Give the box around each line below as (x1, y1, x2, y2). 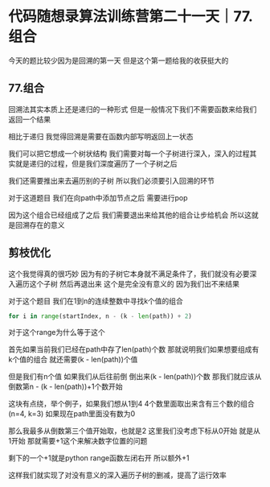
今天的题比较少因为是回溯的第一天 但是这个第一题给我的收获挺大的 (8, 56, 229, 65)
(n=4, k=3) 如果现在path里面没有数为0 (8, 409, 136, 419)
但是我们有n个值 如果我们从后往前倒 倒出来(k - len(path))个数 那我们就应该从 (8, 372, 262, 382)
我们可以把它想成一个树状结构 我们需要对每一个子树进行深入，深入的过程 (8, 148, 250, 158)
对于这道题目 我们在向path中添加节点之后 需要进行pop (8, 192, 188, 202)
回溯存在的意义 (14, 220, 65, 229)
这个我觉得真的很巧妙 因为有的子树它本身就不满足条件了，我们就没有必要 (8, 269, 250, 279)
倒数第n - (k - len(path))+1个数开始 (8, 382, 123, 391)
